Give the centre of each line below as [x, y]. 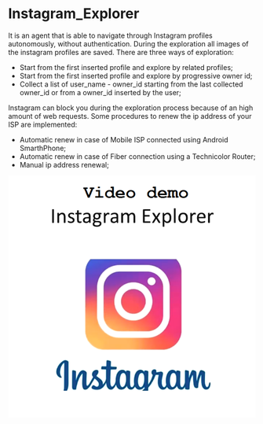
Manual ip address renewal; [64, 164]
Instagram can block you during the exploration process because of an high [131, 108]
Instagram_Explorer [74, 14]
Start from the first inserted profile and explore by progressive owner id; [136, 76]
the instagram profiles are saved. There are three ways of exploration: [121, 52]
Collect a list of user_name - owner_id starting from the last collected [131, 84]
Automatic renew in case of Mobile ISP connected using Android [124, 139]
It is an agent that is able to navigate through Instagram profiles [111, 35]
